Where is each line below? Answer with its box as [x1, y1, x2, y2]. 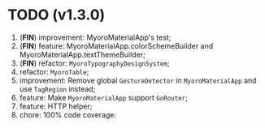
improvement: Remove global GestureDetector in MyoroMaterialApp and [19, 75, 257, 85]
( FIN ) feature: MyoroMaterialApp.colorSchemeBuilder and [19, 41, 214, 50]
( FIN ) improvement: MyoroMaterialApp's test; [19, 32, 172, 42]
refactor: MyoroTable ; [19, 66, 89, 76]
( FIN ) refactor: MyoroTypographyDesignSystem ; [19, 58, 170, 68]
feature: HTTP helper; [19, 101, 93, 111]
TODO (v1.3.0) [7, 6, 106, 24]
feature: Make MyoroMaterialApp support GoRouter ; [19, 92, 188, 102]
